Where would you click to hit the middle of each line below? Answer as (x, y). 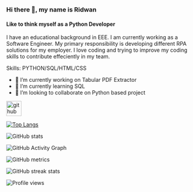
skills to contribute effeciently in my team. (58, 57)
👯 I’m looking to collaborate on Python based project (80, 93)
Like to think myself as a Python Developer (61, 24)
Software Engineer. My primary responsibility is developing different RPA (96, 44)
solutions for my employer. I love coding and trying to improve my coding (97, 50)
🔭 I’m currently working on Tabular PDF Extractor (76, 80)
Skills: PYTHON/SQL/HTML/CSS (46, 68)
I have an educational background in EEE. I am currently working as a (92, 37)
